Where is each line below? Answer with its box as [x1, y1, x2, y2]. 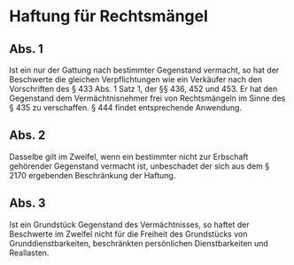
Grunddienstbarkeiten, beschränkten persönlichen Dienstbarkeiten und [9, 238, 268, 248]
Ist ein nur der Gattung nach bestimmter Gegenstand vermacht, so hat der [9, 64, 280, 75]
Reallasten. [9, 247, 50, 258]
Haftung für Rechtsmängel [9, 6, 208, 26]
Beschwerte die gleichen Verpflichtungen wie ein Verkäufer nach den [9, 74, 263, 85]
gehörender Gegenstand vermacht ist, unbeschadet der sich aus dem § [9, 161, 270, 171]
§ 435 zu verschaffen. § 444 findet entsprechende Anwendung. [9, 102, 242, 112]
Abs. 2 [9, 128, 46, 143]
